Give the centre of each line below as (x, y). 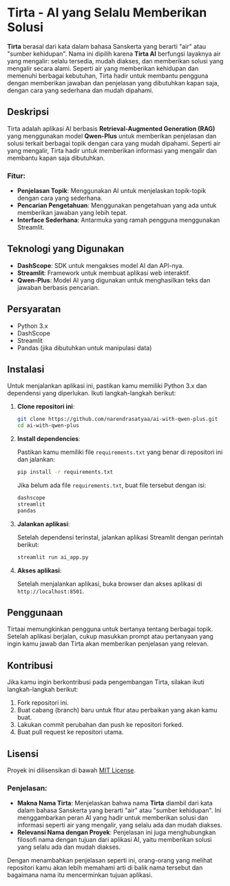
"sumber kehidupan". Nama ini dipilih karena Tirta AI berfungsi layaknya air (114, 54)
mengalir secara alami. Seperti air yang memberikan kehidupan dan (103, 68)
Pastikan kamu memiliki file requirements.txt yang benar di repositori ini (120, 452)
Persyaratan (34, 309)
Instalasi (26, 370)
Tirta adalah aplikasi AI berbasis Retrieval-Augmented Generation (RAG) (111, 128)
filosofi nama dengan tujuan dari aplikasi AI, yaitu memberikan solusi (114, 840)
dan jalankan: (36, 460)
